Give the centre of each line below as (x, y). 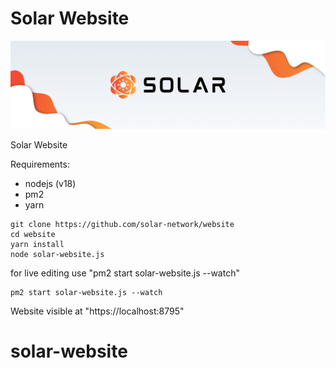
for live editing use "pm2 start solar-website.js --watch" (125, 273)
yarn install (37, 244)
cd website (33, 234)
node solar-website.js (57, 254)
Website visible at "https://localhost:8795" (97, 311)
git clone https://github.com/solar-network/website (122, 224)
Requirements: (40, 164)
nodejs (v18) (50, 183)
